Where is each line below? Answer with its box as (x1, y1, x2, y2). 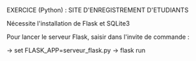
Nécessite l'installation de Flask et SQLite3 (6, 19, 131, 27)
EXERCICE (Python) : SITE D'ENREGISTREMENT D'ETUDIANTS (6, 6, 189, 14)
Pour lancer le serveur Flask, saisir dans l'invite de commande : (6, 33, 190, 41)
